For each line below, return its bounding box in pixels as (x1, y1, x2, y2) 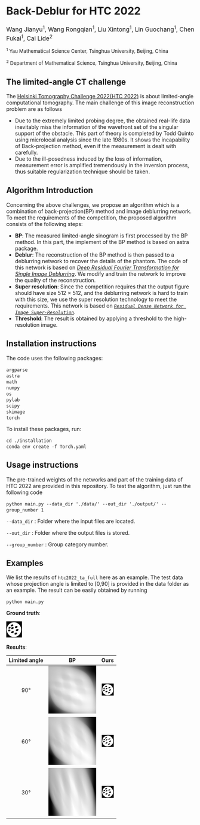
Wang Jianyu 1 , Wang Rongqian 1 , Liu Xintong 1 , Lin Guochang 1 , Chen (6, 24, 195, 34)
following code (6, 489, 43, 496)
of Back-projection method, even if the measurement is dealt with (14, 143, 177, 150)
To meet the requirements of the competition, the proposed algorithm (6, 214, 177, 221)
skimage (6, 409, 26, 415)
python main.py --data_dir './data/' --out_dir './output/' (6, 501, 159, 507)
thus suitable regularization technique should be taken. (14, 168, 150, 175)
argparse (6, 367, 28, 373)
